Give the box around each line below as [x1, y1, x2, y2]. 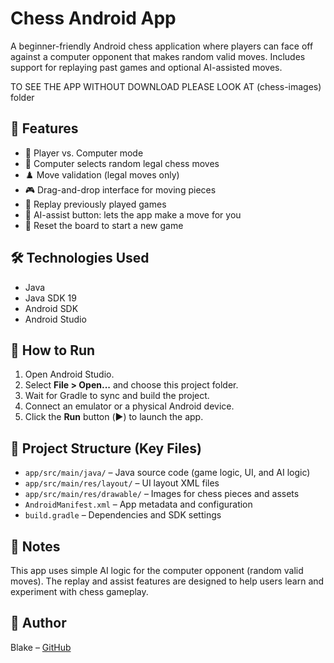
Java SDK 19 [24, 292, 77, 304]
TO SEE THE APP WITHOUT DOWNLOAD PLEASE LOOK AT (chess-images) [10, 80, 322, 92]
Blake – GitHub [10, 641, 72, 653]
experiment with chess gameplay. [10, 586, 149, 597]
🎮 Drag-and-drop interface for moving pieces [24, 183, 217, 196]
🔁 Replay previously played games [24, 198, 167, 210]
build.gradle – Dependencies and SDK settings [24, 509, 222, 521]
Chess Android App [10, 7, 177, 30]
